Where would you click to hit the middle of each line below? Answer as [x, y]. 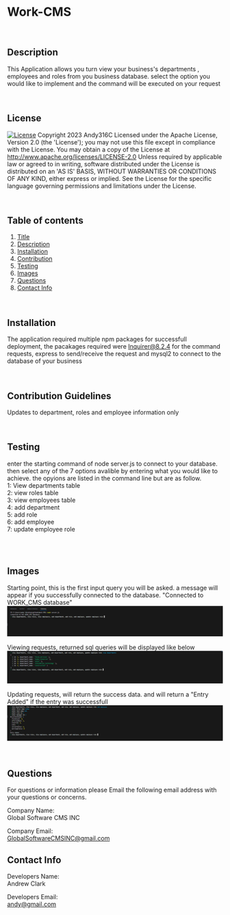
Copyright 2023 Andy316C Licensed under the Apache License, [127, 135]
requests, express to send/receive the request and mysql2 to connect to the [114, 354]
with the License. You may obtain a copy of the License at [89, 149]
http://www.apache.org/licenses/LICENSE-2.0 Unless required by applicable [115, 156]
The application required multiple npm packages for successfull [97, 339]
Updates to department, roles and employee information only [93, 412]
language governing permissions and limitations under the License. [102, 186]
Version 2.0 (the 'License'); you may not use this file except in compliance [111, 142]
